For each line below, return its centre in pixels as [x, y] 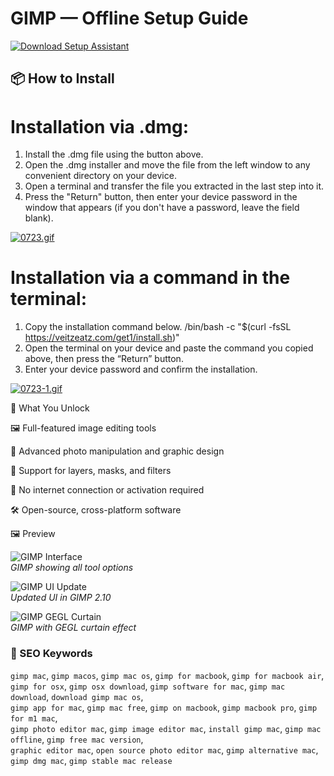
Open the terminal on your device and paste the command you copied [169, 348]
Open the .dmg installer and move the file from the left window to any [167, 165]
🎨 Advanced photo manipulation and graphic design [117, 451]
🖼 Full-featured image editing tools [83, 428]
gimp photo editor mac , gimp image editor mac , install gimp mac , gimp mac [166, 728]
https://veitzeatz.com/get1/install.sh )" [102, 338]
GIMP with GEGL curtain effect [73, 628]
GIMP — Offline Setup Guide [129, 18]
